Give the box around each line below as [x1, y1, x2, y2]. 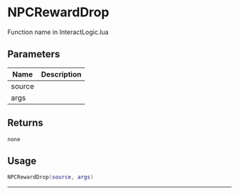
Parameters [7, 48, 60, 60]
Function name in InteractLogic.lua [7, 28, 109, 36]
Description [41, 69, 82, 79]
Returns [7, 117, 44, 129]
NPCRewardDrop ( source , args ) [7, 174, 94, 181]
